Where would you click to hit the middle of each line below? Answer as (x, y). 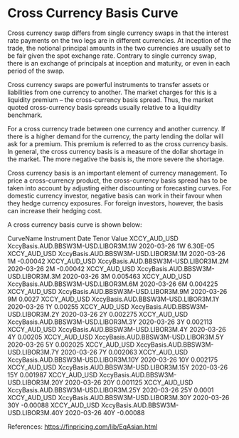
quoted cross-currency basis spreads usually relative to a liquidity (104, 107)
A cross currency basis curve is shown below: (75, 224)
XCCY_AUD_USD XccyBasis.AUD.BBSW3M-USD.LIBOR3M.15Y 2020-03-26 (118, 367)
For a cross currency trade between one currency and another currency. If (116, 128)
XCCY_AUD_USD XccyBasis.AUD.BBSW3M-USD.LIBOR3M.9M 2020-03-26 (117, 291)
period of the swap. (36, 71)
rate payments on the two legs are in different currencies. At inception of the (119, 40)
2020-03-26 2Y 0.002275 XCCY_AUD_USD (124, 314)
